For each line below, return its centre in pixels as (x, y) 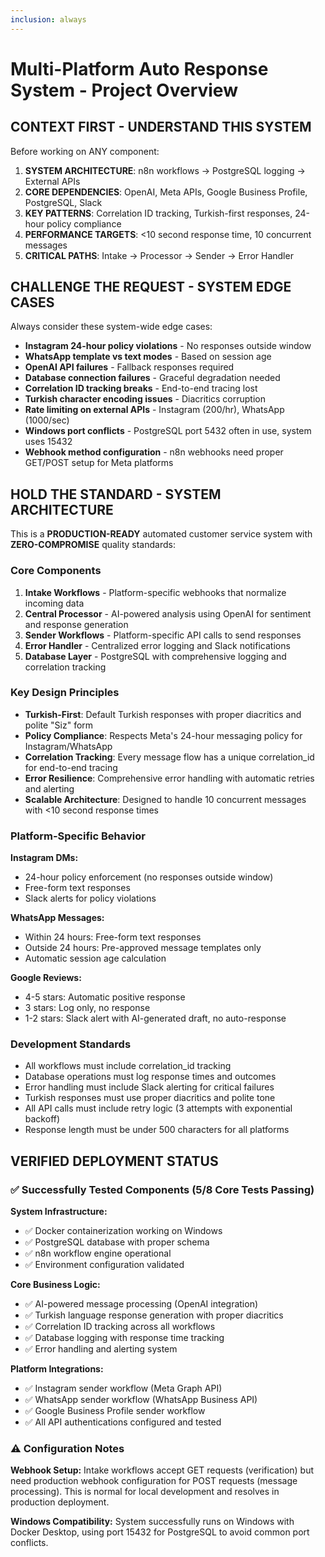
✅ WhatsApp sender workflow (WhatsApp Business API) (141, 1400)
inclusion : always (48, 19)
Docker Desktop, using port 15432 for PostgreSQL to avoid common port (160, 1532)
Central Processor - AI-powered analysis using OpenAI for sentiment (168, 613)
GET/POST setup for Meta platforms (99, 463)
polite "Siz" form (59, 725)
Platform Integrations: (57, 1369)
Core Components (56, 571)
